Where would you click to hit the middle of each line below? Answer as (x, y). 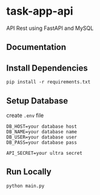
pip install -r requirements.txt (48, 82)
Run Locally (29, 172)
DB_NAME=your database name (42, 132)
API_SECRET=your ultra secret (45, 153)
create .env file (25, 115)
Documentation (36, 47)
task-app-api (40, 11)
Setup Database (37, 101)
